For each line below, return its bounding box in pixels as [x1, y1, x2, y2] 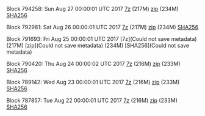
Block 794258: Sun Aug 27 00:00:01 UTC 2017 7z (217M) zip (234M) [6, 5, 179, 12]
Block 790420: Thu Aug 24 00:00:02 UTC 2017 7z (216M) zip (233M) [6, 60, 181, 67]
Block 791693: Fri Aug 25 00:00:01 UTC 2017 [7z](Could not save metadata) [6, 35, 197, 42]
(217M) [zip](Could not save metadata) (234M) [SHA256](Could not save [6, 42, 190, 49]
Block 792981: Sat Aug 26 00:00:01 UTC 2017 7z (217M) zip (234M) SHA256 [6, 24, 199, 31]
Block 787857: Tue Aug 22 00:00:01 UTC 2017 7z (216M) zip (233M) [6, 97, 178, 104]
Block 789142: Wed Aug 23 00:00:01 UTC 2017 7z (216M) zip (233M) [6, 79, 180, 85]
